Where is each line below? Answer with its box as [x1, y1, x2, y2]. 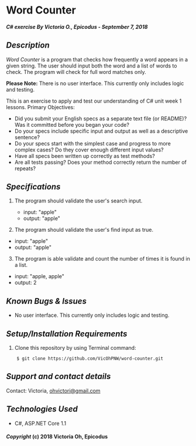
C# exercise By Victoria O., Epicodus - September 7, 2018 [6, 23, 148, 30]
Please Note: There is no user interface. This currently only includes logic [6, 80, 184, 87]
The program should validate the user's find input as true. [14, 227, 154, 234]
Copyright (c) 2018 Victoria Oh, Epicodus [6, 433, 108, 440]
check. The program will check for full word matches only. [6, 68, 146, 75]
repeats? [14, 165, 36, 172]
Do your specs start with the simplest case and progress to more [14, 140, 171, 147]
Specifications [6, 181, 61, 191]
